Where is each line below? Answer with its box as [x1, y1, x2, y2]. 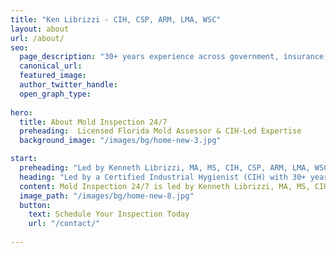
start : [10, 154, 38, 164]
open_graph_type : [19, 89, 92, 99]
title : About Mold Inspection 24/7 [19, 117, 168, 127]
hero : [10, 107, 33, 118]
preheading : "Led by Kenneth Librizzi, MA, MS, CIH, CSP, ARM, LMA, [19, 163, 311, 173]
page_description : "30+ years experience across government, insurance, [19, 52, 329, 62]
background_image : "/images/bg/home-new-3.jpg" [19, 136, 222, 146]
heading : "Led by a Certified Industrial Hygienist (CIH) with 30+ [19, 172, 307, 182]
